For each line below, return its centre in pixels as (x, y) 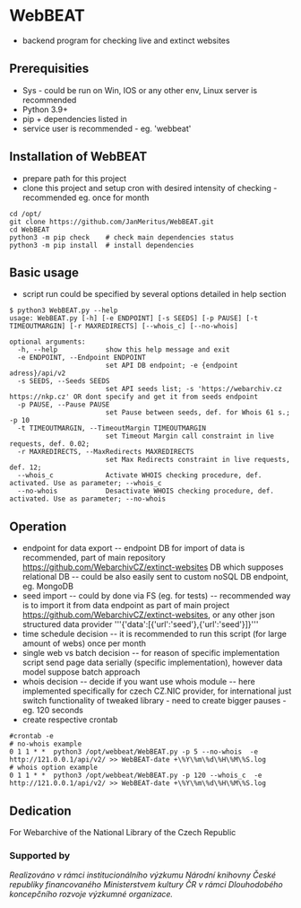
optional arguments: (48, 342)
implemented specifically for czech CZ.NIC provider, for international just (157, 691)
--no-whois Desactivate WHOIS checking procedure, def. (146, 491)
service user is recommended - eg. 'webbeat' (107, 128)
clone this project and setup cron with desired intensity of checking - (150, 188)
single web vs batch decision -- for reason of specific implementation (151, 653)
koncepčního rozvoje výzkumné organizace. (91, 895)
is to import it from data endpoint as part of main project (126, 606)
